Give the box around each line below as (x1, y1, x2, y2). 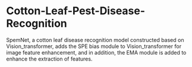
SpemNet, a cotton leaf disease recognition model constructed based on (6, 36, 184, 43)
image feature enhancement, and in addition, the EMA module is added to (6, 49, 187, 56)
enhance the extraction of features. (6, 55, 93, 62)
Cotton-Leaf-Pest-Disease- (6, 4, 146, 18)
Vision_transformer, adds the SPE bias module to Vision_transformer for (6, 43, 182, 50)
